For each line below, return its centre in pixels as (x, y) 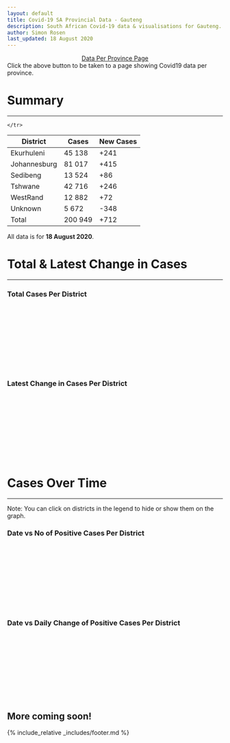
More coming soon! (50, 716)
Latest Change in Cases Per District (67, 384)
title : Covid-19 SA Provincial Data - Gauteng (75, 20)
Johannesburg (34, 164)
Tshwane (25, 187)
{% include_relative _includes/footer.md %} (68, 732)
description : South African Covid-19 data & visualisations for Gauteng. (115, 26)
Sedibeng (26, 175)
